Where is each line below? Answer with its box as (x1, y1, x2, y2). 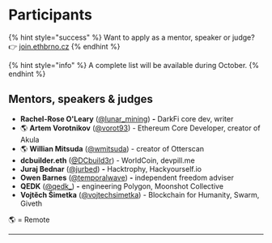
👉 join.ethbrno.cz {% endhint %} (8, 41, 121, 51)
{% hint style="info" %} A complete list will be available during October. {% (8, 60, 260, 70)
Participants (8, 6, 93, 24)
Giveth (19, 198, 43, 208)
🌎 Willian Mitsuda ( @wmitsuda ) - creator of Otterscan (19, 143, 205, 153)
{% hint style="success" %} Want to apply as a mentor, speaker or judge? (8, 32, 255, 42)
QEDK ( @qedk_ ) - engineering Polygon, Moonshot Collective (19, 181, 224, 191)
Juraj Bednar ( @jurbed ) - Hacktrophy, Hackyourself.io (19, 164, 202, 173)
